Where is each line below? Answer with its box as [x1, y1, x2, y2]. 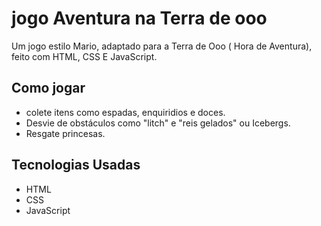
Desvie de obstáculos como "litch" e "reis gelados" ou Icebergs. [25, 117, 291, 129]
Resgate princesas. [25, 127, 106, 139]
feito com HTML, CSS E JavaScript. [11, 50, 158, 62]
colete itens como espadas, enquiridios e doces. [25, 106, 226, 118]
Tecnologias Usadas [11, 157, 141, 174]
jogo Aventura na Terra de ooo [11, 7, 268, 30]
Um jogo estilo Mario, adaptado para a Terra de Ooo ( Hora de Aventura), [11, 40, 313, 52]
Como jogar [11, 80, 86, 97]
